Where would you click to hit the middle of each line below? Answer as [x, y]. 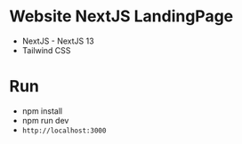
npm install [42, 111]
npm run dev [45, 120]
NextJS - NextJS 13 [58, 41]
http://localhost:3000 [64, 131]
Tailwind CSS [46, 50]
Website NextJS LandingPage [121, 16]
